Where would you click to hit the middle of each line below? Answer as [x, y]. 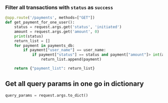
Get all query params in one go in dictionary [74, 84]
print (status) [29, 36]
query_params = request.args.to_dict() [47, 95]
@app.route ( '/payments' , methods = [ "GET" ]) [50, 18]
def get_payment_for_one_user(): [40, 22]
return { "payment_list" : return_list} [54, 69]
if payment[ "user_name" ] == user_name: [65, 50]
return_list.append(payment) [71, 59]
